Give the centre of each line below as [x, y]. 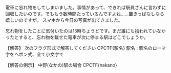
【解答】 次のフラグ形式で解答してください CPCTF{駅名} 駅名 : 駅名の [79, 48]
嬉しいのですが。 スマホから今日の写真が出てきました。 [64, 20]
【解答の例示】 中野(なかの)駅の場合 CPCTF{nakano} [61, 65]
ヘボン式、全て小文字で [39, 54]
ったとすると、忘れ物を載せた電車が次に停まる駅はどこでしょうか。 [77, 37]
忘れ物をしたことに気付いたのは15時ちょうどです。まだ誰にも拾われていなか [86, 31]
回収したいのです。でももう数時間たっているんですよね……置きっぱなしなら [85, 14]
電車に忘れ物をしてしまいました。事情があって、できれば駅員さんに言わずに [86, 7]
